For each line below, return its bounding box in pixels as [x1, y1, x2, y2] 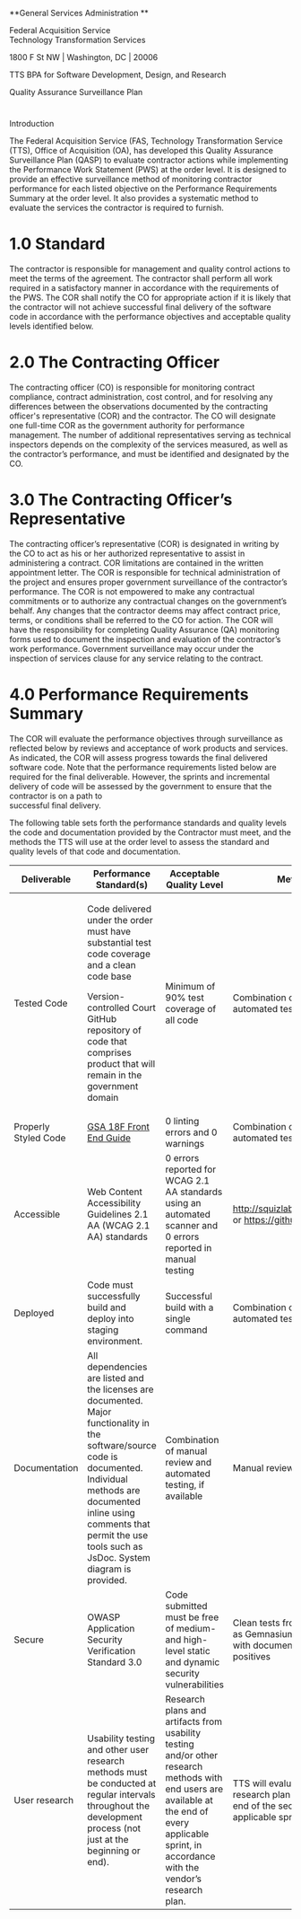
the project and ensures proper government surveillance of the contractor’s [9, 577, 288, 587]
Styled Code [13, 1131, 66, 1144]
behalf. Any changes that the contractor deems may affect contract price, [9, 605, 280, 616]
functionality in [87, 1416, 150, 1429]
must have [87, 925, 132, 937]
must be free [165, 1611, 219, 1624]
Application [87, 1622, 135, 1634]
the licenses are [87, 1383, 154, 1395]
